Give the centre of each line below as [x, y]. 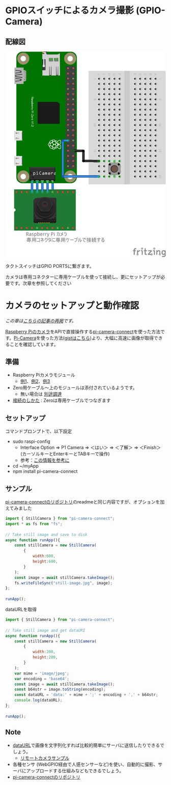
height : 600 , [45, 562]
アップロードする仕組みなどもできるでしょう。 [75, 770]
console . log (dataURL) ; [38, 700]
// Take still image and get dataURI [45, 630]
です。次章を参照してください [40, 283]
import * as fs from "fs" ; [34, 524]
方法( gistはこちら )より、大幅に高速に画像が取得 [104, 338]
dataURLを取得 [21, 609]
